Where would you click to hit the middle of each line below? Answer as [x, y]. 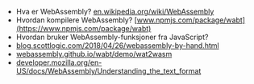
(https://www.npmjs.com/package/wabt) [83, 28]
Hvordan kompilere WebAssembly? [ [76, 20]
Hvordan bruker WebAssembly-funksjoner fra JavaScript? [112, 37]
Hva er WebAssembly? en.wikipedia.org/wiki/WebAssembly [115, 12]
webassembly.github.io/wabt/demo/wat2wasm [94, 54]
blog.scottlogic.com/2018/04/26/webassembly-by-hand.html [117, 46]
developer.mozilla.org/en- [59, 62]
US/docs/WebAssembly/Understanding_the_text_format [108, 71]
